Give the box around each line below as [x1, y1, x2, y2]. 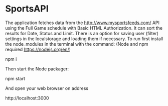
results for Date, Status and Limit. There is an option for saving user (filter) [5, 30, 159, 36]
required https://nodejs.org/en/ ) [5, 46, 71, 52]
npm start [5, 75, 26, 81]
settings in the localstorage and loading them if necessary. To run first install [5, 36, 163, 42]
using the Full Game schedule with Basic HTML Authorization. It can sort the [5, 25, 163, 31]
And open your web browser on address [5, 85, 89, 91]
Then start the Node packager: [5, 66, 69, 72]
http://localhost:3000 [5, 95, 49, 101]
